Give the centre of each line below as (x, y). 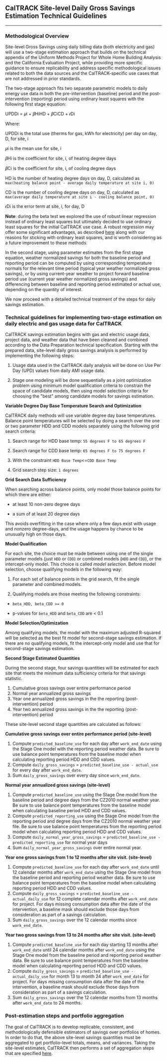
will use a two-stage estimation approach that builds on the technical (76, 52)
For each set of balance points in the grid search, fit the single (76, 579)
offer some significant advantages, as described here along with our (75, 232)
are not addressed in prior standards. (43, 79)
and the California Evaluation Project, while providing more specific (74, 63)
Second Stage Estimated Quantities (43, 658)
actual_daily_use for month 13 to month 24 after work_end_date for (81, 976)
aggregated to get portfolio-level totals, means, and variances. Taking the (80, 1043)
